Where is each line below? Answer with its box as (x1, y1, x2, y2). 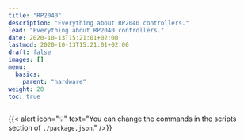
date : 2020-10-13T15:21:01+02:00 (8, 33, 119, 42)
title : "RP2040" (8, 11, 62, 20)
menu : (8, 63, 26, 71)
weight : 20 (8, 85, 44, 93)
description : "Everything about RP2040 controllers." (8, 19, 190, 27)
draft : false (8, 48, 51, 56)
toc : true (8, 93, 41, 100)
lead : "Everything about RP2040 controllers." (8, 26, 165, 34)
